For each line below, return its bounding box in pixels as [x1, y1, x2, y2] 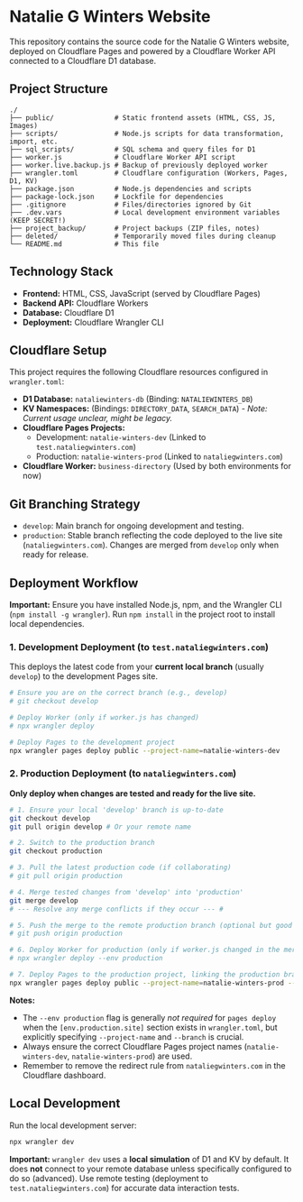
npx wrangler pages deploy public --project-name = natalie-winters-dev [9, 746, 280, 755]
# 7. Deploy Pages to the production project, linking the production [9, 970, 280, 979]
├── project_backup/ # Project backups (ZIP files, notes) [9, 224, 260, 233]
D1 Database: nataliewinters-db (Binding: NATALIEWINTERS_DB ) [22, 394, 253, 405]
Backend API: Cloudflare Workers [22, 298, 149, 308]
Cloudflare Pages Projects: [22, 422, 125, 434]
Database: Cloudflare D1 [22, 307, 115, 317]
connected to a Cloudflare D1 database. [9, 55, 157, 66]
